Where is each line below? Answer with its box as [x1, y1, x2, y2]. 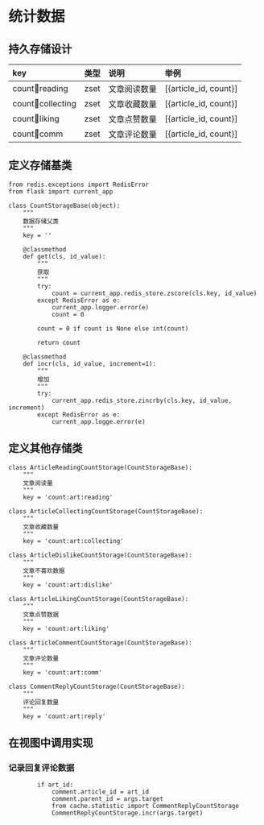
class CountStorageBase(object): [8, 201, 121, 209]
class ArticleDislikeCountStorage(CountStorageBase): [8, 551, 193, 559]
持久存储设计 [8, 42, 72, 56]
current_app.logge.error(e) [51, 417, 146, 425]
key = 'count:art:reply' [23, 712, 106, 720]
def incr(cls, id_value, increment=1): [23, 359, 157, 367]
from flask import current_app [8, 187, 113, 196]
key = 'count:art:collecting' [23, 537, 125, 545]
